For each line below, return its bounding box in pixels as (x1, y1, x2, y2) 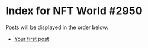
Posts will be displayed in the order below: (5, 24, 109, 31)
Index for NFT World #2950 (5, 4, 143, 18)
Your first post (14, 35, 49, 42)
